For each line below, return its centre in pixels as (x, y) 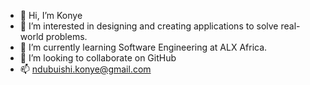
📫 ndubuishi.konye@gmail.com (85, 69)
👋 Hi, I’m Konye (51, 15)
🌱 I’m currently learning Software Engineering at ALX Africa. (143, 47)
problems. (66, 36)
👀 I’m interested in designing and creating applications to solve (149, 26)
